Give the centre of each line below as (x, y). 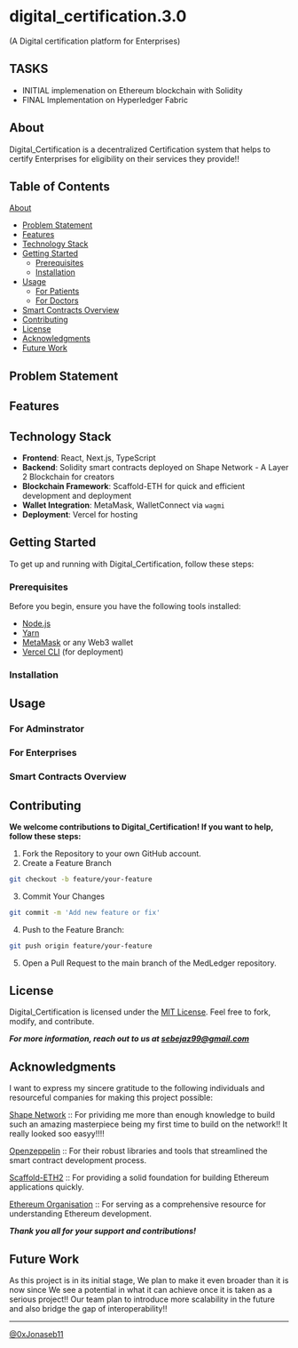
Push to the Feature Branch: (73, 929)
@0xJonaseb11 (36, 1335)
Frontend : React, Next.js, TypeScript (89, 457)
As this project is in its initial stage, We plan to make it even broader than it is (149, 1280)
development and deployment (77, 495)
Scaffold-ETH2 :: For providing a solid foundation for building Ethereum (139, 1178)
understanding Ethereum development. (81, 1214)
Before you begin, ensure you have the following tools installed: (125, 606)
